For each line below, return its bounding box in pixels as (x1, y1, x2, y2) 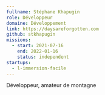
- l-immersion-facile (12, 65, 67, 71)
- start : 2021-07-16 (12, 43, 64, 49)
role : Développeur (6, 15, 53, 21)
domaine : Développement (6, 20, 67, 26)
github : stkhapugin (6, 31, 56, 38)
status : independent (17, 54, 69, 60)
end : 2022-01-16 (17, 48, 59, 54)
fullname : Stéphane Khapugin (6, 8, 80, 15)
